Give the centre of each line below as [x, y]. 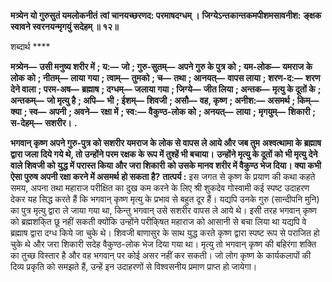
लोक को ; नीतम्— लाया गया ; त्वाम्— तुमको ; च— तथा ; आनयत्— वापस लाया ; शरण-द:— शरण [165, 78]
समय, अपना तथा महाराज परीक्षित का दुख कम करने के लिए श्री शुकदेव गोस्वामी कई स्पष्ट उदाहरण [160, 188]
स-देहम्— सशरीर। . [44, 123]
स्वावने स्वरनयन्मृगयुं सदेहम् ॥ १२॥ [64, 26]
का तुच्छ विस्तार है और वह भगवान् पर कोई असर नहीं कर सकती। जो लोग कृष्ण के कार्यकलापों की [161, 255]
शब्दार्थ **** [30, 46]
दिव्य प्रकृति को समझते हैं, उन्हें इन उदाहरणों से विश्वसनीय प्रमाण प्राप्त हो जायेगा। [134, 266]
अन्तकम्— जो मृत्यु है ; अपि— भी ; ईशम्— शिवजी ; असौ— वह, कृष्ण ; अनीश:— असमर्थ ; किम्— [165, 100]
